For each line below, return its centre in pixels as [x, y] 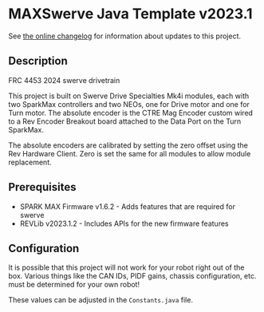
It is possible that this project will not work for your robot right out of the [126, 267]
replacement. [30, 162]
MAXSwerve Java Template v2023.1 [130, 14]
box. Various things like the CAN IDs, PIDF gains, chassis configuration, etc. [132, 276]
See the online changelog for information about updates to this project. [125, 36]
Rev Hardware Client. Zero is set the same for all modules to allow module [130, 153]
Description [38, 61]
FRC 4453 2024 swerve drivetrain [64, 80]
